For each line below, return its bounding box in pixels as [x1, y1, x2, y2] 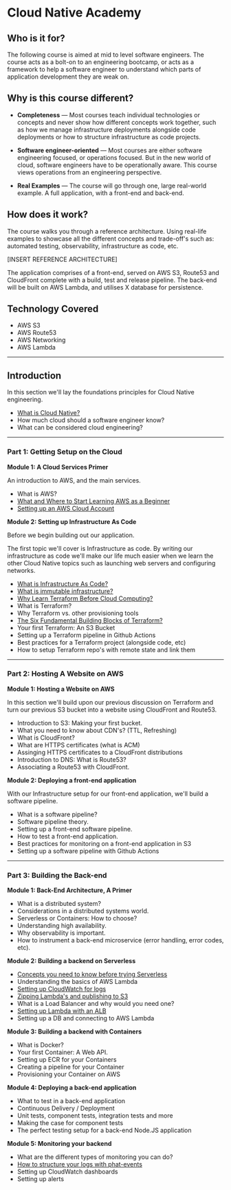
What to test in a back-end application [16, 1097, 126, 1105]
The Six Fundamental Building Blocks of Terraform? [16, 616, 163, 625]
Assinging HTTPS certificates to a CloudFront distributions [16, 748, 184, 756]
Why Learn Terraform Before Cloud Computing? [16, 594, 153, 603]
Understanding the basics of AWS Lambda [16, 978, 138, 986]
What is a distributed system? [16, 900, 102, 908]
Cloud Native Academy [7, 5, 142, 21]
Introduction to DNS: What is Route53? [16, 755, 127, 763]
